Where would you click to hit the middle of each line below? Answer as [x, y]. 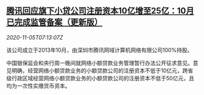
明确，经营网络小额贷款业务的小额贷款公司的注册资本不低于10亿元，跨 [100, 70]
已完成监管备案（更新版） [54, 22]
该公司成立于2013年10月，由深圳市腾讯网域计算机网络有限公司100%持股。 [100, 50]
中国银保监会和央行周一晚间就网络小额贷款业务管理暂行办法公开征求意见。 [100, 63]
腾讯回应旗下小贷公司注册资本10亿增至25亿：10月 [100, 11]
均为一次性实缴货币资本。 [38, 86]
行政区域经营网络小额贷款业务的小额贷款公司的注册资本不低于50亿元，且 [103, 78]
